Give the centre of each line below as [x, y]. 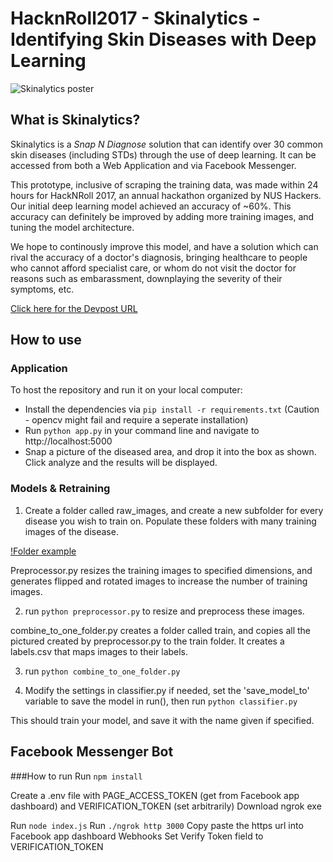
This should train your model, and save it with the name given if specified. [162, 720]
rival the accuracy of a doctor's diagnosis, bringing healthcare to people [159, 257]
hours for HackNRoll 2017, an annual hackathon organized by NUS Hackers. [166, 195]
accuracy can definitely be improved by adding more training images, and [162, 216]
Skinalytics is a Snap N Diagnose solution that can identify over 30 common [167, 144]
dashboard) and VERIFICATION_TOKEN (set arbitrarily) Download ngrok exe [166, 806]
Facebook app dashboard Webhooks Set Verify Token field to [137, 836]
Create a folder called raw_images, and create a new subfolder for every [174, 510]
